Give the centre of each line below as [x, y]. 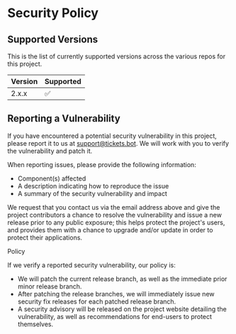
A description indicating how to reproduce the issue [93, 185]
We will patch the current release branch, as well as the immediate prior [122, 279]
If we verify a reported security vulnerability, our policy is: [91, 265]
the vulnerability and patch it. [50, 151]
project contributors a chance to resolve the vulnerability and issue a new [114, 215]
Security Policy [53, 13]
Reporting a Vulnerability [64, 119]
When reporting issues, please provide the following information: [102, 164]
